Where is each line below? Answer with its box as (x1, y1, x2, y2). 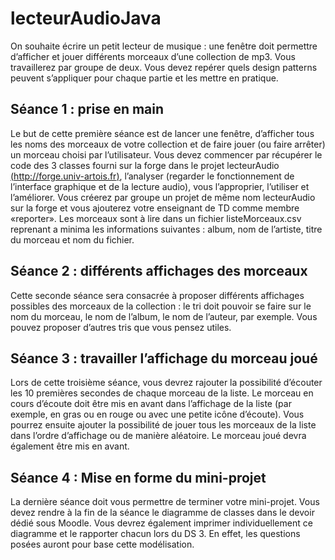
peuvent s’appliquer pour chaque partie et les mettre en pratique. (10, 72, 279, 84)
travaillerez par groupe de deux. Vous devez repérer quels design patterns (10, 61, 318, 73)
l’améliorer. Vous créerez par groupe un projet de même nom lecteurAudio (10, 191, 316, 203)
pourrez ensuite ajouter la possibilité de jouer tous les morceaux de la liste (10, 419, 317, 431)
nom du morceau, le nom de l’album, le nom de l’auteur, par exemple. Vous (10, 310, 318, 322)
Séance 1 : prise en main (10, 101, 165, 118)
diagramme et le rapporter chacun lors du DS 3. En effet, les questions (10, 528, 301, 540)
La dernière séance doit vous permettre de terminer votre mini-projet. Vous (10, 496, 320, 508)
